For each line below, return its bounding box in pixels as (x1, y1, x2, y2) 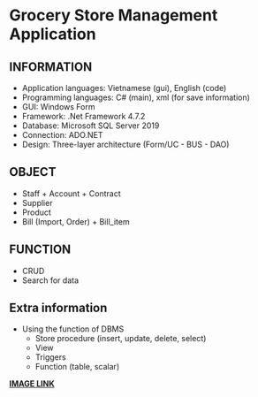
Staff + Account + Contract (21, 187, 121, 199)
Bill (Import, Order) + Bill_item (21, 216, 130, 226)
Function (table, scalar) (34, 362, 120, 372)
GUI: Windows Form (21, 102, 95, 111)
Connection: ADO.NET (21, 130, 103, 140)
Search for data (21, 275, 80, 286)
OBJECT (9, 164, 57, 179)
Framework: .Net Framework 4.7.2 (21, 111, 146, 121)
